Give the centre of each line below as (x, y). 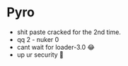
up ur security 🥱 (40, 55)
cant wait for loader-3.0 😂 (56, 47)
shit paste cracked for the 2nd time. (69, 32)
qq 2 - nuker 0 (38, 39)
